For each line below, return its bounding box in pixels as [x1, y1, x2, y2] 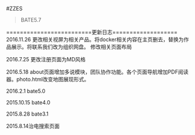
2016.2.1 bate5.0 [6, 88, 45, 94]
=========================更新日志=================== [6, 29, 178, 35]
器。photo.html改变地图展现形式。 [6, 76, 90, 83]
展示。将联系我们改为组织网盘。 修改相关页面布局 [11, 44, 132, 50]
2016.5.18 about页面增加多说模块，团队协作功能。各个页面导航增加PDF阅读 [6, 68, 189, 75]
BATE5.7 [20, 17, 41, 23]
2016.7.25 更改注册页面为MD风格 [6, 56, 86, 62]
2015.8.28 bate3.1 [6, 110, 49, 117]
